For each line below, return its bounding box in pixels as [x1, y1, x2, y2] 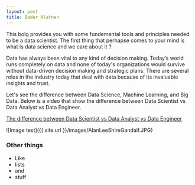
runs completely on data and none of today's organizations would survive [6, 60, 185, 68]
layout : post [6, 8, 38, 15]
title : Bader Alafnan [6, 14, 60, 20]
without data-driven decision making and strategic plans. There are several [6, 67, 189, 74]
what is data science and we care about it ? [6, 43, 112, 50]
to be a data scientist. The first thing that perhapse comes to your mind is [6, 37, 185, 44]
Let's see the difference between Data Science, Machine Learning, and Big [6, 91, 188, 98]
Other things [6, 141, 43, 150]
